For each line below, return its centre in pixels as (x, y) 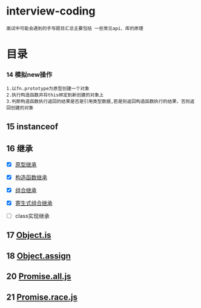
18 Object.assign (39, 256)
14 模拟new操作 (29, 75)
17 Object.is (29, 235)
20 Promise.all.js (39, 277)
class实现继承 (32, 215)
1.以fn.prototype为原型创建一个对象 (48, 89)
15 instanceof (32, 126)
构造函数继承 (31, 177)
